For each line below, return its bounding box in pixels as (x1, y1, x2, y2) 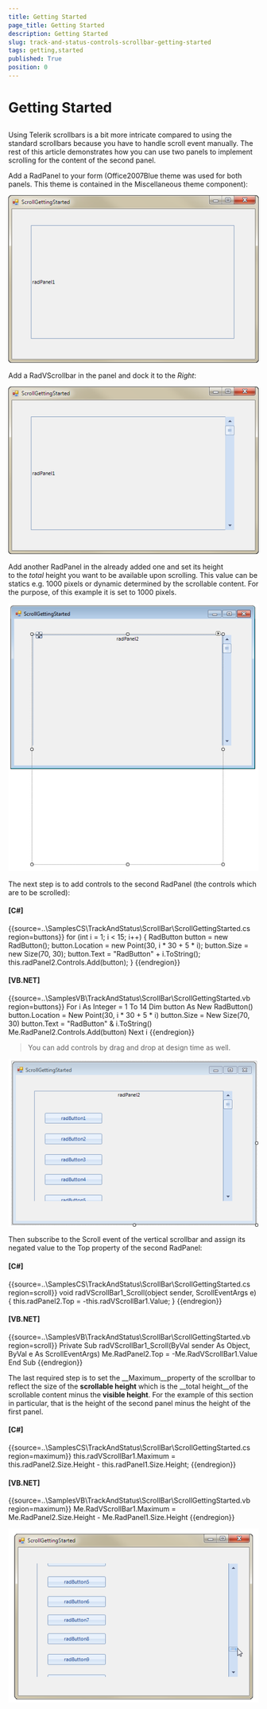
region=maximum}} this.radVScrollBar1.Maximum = (8, 1452, 176, 1461)
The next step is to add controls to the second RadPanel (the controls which (8, 879, 257, 889)
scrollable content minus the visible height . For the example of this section (8, 1389, 253, 1399)
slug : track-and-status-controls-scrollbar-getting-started (8, 38, 212, 46)
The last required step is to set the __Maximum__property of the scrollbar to (8, 1373, 256, 1382)
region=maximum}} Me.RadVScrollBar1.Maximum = (8, 1504, 176, 1514)
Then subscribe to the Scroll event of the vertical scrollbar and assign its (8, 1235, 246, 1244)
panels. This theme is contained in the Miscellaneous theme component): (8, 179, 249, 189)
